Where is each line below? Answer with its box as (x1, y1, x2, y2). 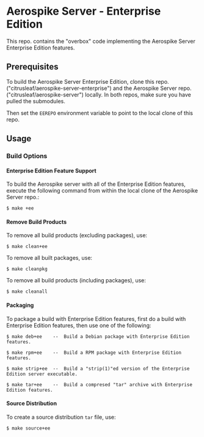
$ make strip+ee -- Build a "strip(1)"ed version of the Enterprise (6, 365, 190, 372)
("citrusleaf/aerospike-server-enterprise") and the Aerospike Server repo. (6, 84, 192, 92)
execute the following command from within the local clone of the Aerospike (6, 187, 199, 194)
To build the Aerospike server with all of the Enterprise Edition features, (6, 180, 186, 188)
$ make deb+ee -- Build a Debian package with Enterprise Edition (6, 333, 190, 340)
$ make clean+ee (6, 243, 48, 250)
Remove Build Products (6, 218, 67, 226)
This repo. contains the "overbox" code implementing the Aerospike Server (6, 37, 195, 45)
